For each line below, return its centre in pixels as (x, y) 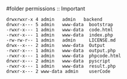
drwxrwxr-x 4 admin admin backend (54, 20)
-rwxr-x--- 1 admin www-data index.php (60, 35)
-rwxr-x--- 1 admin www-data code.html (60, 30)
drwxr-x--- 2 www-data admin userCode (58, 71)
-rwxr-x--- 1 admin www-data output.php (61, 50)
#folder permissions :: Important (46, 9)
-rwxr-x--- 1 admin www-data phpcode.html (63, 56)
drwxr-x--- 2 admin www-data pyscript (58, 61)
